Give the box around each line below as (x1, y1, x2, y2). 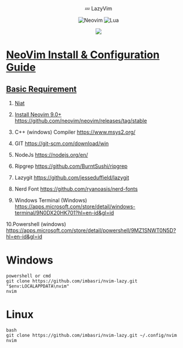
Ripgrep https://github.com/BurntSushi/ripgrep (14, 163, 128, 170)
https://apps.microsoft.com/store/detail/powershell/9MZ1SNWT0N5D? (6, 227, 177, 234)
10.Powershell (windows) (6, 221, 66, 228)
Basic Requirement (6, 84, 77, 94)
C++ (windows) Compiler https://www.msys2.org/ (14, 129, 136, 136)
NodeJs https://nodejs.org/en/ (14, 151, 89, 158)
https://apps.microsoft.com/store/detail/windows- (14, 203, 136, 210)
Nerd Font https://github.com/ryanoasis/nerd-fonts (14, 185, 138, 192)
